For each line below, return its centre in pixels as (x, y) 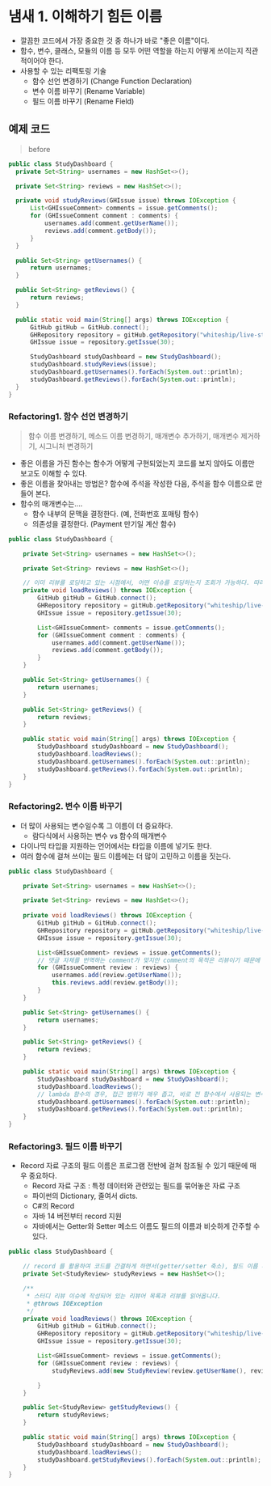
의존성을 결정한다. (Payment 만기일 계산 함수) (104, 523)
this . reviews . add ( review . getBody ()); (115, 983)
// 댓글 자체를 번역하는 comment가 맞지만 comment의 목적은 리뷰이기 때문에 (149, 960)
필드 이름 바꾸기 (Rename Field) (83, 101)
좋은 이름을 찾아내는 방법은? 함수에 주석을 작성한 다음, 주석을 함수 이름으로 (137, 483)
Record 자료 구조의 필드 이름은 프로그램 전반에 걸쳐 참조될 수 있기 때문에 (134, 1166)
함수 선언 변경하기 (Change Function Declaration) (112, 81)
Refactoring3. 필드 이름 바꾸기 (65, 1147)
